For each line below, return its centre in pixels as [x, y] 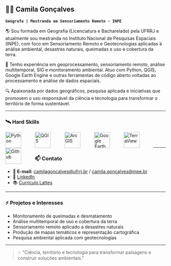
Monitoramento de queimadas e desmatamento [62, 216]
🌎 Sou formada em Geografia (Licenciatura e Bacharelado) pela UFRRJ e [82, 31]
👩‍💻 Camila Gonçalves [40, 9]
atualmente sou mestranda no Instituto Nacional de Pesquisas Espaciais [81, 38]
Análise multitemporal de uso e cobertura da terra [65, 221]
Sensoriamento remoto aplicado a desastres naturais [68, 227]
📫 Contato [49, 158]
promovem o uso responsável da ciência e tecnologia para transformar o [81, 98]
